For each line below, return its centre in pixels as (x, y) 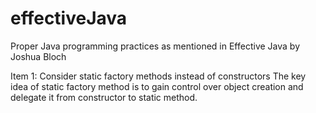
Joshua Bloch (38, 56)
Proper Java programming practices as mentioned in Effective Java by (155, 46)
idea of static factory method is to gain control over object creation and (157, 86)
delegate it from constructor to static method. (104, 97)
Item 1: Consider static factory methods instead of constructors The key (158, 76)
